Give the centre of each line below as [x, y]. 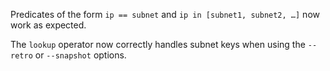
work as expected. [48, 25]
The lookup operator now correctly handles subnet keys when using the [158, 44]
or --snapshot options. [80, 55]
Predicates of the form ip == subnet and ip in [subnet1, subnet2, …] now [165, 14]
